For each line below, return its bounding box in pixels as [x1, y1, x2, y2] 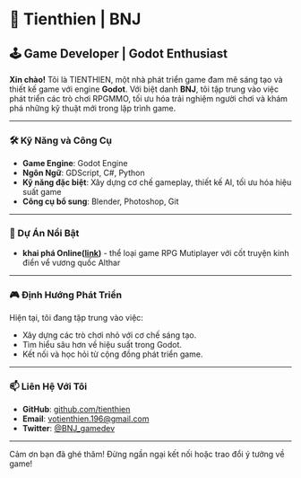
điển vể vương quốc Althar [21, 257, 121, 268]
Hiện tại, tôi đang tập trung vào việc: [9, 312, 143, 323]
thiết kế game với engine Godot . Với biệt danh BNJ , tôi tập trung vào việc [9, 84, 279, 94]
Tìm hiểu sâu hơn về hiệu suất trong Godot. [21, 339, 182, 350]
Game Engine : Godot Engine [21, 158, 128, 169]
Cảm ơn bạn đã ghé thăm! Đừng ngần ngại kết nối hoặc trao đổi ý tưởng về [9, 449, 285, 460]
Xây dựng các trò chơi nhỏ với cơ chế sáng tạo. [21, 329, 197, 341]
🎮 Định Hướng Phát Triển [9, 288, 123, 301]
